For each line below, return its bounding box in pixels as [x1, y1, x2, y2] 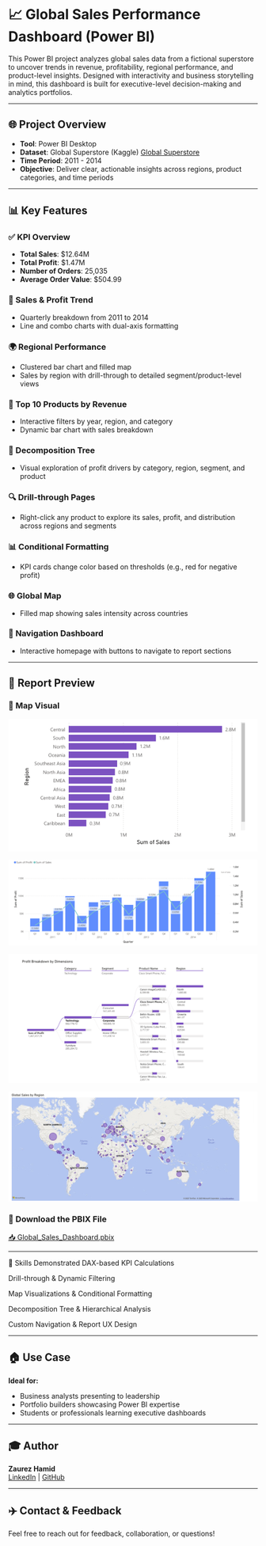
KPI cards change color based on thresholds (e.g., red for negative [19, 562, 237, 572]
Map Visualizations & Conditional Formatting [8, 1289, 153, 1298]
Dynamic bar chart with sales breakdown [19, 425, 154, 435]
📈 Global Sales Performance [8, 6, 201, 24]
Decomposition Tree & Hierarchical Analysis [8, 1304, 152, 1313]
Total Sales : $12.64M [19, 249, 89, 259]
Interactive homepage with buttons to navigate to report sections [19, 646, 232, 655]
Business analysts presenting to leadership [19, 1391, 160, 1400]
